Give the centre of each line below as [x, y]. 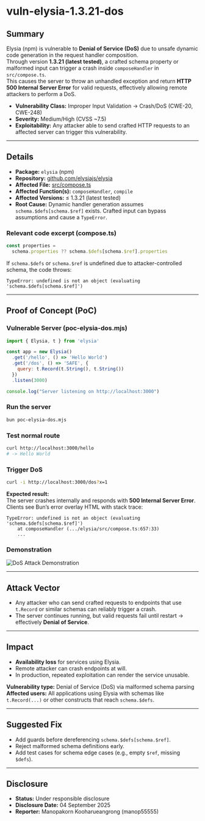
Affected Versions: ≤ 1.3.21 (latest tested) [68, 198]
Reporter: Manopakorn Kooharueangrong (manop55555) [87, 812]
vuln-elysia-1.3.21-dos [65, 11]
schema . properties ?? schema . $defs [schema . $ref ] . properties [90, 251]
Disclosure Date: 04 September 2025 [63, 805]
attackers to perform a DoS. [41, 94]
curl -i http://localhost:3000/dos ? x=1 [57, 482]
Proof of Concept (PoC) [52, 311]
